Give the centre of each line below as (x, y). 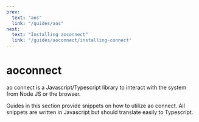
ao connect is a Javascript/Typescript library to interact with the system (96, 87)
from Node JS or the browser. (44, 94)
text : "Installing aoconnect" (50, 35)
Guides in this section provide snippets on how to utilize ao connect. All (96, 106)
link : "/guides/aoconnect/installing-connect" (72, 40)
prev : (13, 12)
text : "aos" (27, 18)
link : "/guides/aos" (38, 23)
